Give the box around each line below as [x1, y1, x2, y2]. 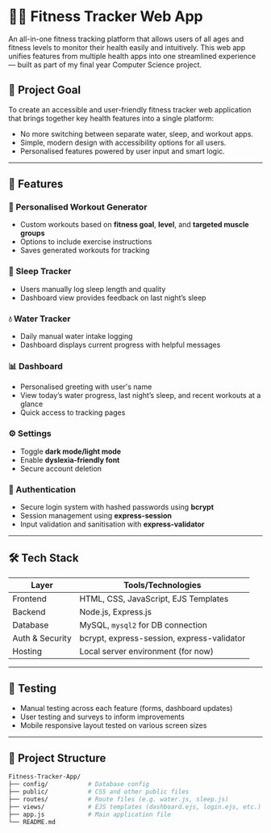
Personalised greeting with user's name [19, 382, 152, 391]
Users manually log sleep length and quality [19, 284, 166, 294]
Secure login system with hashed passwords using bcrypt [19, 501, 215, 512]
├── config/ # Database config [8, 780, 150, 789]
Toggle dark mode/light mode [19, 446, 122, 456]
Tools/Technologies [123, 579, 202, 590]
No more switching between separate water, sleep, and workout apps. [19, 129, 254, 138]
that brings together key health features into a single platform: [8, 113, 215, 123]
